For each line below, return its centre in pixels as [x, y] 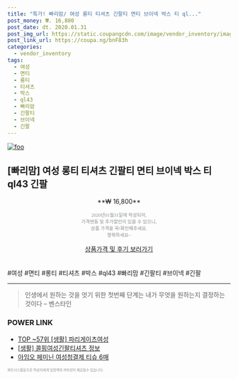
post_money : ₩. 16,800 [41, 21]
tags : [15, 60]
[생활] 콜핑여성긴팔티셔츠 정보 [59, 348]
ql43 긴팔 [28, 184]
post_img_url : [28, 34]
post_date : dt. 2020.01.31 [47, 27]
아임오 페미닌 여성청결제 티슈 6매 [63, 357]
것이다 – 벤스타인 [48, 304]
